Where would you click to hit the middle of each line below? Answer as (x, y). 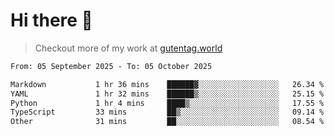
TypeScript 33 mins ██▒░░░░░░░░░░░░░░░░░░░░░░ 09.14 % (167, 112)
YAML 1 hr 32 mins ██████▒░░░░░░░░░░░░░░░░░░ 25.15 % (167, 94)
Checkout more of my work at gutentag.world (128, 48)
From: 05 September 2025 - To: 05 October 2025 (111, 66)
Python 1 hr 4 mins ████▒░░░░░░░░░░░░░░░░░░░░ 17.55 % (167, 103)
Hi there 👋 (51, 20)
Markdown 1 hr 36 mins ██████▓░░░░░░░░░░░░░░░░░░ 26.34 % (167, 84)
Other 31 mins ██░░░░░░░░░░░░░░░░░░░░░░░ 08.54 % (167, 122)
